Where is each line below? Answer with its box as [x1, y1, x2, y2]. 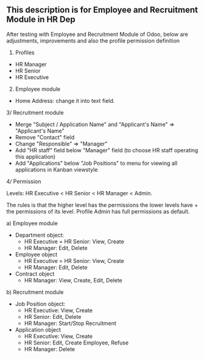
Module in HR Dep [6, 15, 76, 25]
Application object [15, 326, 62, 333]
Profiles [15, 49, 35, 56]
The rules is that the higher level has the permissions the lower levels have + [6, 201, 199, 209]
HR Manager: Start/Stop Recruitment [24, 319, 117, 327]
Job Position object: [15, 300, 66, 307]
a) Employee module [6, 219, 58, 227]
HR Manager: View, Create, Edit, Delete [24, 276, 123, 284]
